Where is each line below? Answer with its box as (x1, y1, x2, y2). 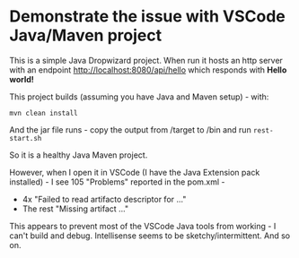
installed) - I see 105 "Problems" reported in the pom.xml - (9, 176, 226, 187)
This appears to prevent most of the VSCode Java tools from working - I (9, 220, 277, 231)
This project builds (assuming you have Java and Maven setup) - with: (9, 91, 269, 102)
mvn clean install (9, 108, 78, 117)
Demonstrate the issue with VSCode (9, 6, 286, 27)
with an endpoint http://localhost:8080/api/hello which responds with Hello (9, 64, 287, 75)
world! (9, 73, 34, 84)
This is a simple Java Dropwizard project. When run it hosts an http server (9, 55, 283, 65)
